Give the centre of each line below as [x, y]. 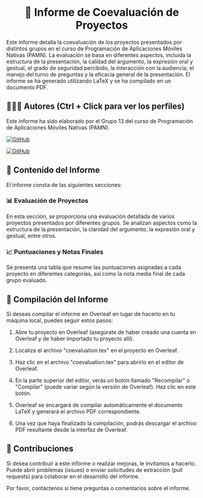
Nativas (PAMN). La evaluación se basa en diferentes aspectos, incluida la [99, 55]
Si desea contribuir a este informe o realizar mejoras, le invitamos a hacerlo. [101, 463]
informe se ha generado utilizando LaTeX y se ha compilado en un [89, 81]
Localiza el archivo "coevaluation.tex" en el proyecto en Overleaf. [97, 350]
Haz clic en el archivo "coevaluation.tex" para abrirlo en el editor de [99, 362]
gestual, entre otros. [32, 236]
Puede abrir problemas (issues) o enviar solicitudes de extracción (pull [95, 469]
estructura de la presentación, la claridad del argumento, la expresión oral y [101, 229]
